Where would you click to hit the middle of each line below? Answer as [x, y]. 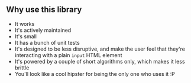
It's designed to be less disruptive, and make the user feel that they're [100, 49]
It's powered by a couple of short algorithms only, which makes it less [100, 61]
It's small [26, 36]
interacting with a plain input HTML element [68, 55]
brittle [22, 68]
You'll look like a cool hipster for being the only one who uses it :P [95, 74]
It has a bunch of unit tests [47, 42]
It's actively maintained [43, 30]
